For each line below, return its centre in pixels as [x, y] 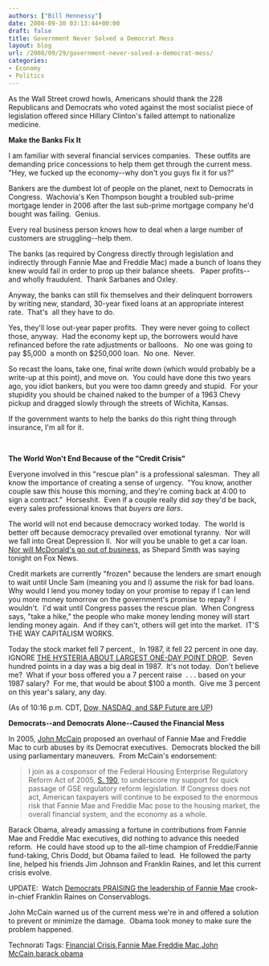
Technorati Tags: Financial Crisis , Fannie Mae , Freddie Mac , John [113, 945]
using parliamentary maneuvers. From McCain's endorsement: [113, 755]
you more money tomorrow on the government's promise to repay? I [122, 599]
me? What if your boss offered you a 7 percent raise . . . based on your [127, 675]
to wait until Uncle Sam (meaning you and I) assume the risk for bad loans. [131, 582]
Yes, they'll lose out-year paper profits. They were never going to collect [129, 328]
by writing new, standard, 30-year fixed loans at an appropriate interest [126, 303]
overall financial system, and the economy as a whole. [117, 814]
